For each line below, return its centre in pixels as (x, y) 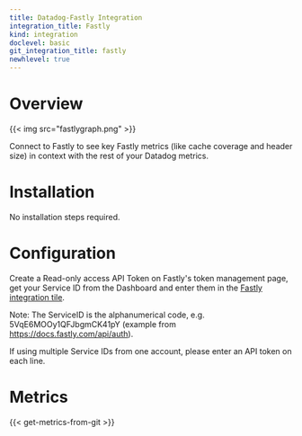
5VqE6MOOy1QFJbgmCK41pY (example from (93, 324)
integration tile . (37, 297)
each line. (27, 360)
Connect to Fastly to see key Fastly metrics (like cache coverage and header (151, 146)
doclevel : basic (40, 43)
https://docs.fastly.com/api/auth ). (71, 334)
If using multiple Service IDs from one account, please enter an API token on (151, 351)
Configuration (63, 254)
